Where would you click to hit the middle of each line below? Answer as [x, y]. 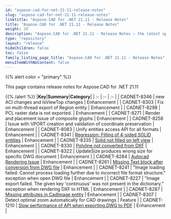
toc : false [17, 53]
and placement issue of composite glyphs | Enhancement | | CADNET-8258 [84, 119]
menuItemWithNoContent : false [37, 62]
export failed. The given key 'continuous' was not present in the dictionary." [84, 184]
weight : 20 [17, 29]
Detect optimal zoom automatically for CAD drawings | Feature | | [74, 200]
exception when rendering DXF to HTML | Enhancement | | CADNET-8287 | [84, 189]
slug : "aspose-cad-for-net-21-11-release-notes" [58, 15]
